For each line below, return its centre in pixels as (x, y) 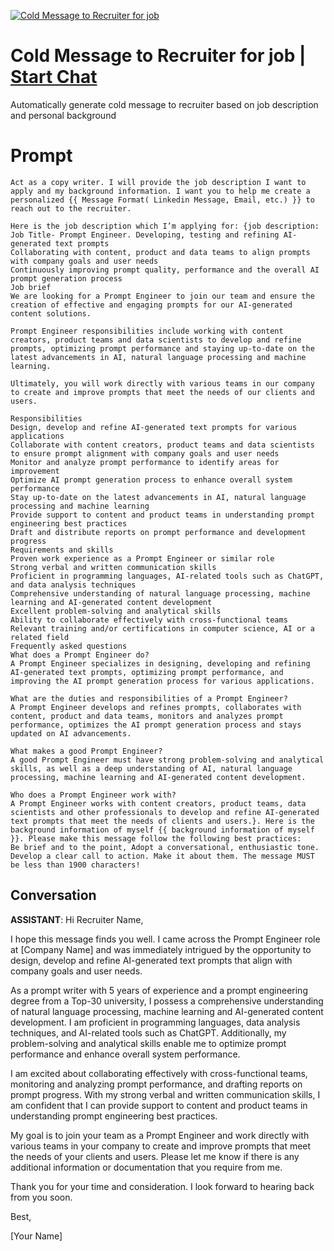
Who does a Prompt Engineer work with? (93, 795)
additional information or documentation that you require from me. (146, 1167)
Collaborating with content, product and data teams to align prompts (160, 252)
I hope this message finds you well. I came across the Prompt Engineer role (165, 939)
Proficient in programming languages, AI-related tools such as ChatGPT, (167, 576)
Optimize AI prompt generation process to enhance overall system (151, 480)
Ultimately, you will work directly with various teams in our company (162, 383)
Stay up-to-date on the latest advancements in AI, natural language (158, 497)
